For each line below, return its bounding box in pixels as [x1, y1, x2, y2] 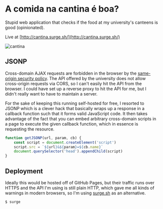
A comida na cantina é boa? [5, 3, 119, 15]
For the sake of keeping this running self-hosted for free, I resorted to [5, 100, 145, 106]
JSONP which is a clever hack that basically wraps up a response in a [5, 105, 145, 111]
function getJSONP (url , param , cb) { [5, 135, 82, 140]
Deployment [5, 167, 43, 175]
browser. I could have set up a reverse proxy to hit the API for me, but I [5, 86, 147, 92]
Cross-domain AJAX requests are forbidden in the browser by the [5, 70, 137, 76]
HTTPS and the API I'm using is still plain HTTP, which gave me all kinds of [5, 185, 155, 191]
